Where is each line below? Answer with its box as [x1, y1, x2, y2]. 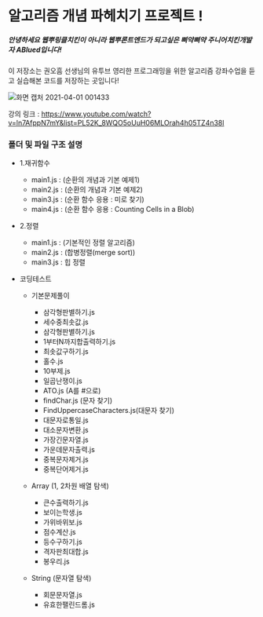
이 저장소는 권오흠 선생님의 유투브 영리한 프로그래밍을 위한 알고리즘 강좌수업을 [8, 66, 247, 75]
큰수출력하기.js [42, 498, 89, 507]
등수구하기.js [42, 537, 82, 546]
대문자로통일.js [42, 415, 89, 425]
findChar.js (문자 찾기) [42, 396, 112, 405]
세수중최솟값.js [42, 317, 89, 327]
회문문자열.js [42, 590, 82, 600]
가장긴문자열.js [42, 435, 89, 444]
